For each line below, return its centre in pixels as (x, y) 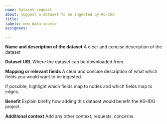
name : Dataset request (29, 10)
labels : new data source (31, 24)
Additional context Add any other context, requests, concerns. (70, 116)
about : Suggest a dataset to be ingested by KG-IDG (60, 14)
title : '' (15, 19)
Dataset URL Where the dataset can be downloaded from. (65, 62)
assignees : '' (20, 28)
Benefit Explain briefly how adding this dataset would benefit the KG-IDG (80, 101)
